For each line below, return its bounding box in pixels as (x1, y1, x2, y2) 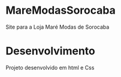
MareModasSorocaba (5, 4, 116, 17)
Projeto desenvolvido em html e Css (5, 64, 95, 71)
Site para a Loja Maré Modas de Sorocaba (5, 23, 110, 30)
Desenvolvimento (5, 44, 95, 58)
